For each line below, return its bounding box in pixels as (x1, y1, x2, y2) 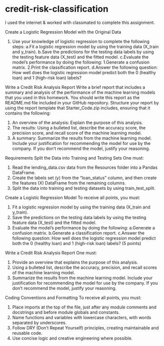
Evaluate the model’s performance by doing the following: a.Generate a (12, 224, 155, 230)
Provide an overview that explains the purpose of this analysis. (12, 259, 138, 265)
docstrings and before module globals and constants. (12, 309, 120, 315)
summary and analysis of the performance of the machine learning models (5, 89, 155, 95)
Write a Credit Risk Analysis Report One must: (5, 250, 97, 256)
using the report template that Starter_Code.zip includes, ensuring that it (5, 105, 150, 111)
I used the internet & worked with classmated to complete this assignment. (5, 20, 155, 25)
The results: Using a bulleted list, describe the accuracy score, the (12, 124, 146, 130)
